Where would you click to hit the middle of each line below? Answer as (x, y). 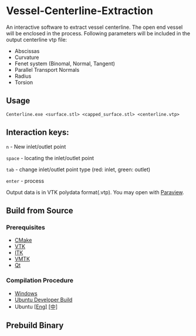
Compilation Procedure (40, 281)
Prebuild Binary (35, 325)
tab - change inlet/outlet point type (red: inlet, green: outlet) (78, 169)
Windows (26, 293)
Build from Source (40, 210)
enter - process (25, 181)
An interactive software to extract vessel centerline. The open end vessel (94, 27)
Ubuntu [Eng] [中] (36, 307)
